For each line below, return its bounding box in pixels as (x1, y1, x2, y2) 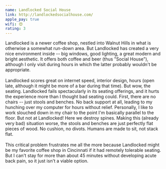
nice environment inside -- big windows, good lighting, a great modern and (5, 51, 161, 57)
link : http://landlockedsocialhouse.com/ (5, 12, 94, 17)
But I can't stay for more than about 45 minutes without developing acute (5, 152, 157, 159)
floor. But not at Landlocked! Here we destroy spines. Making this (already (5, 115, 159, 121)
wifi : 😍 (5, 21, 23, 27)
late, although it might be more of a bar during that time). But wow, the (5, 83, 151, 89)
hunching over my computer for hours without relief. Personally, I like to (5, 104, 153, 110)
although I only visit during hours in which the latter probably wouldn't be (5, 62, 157, 68)
